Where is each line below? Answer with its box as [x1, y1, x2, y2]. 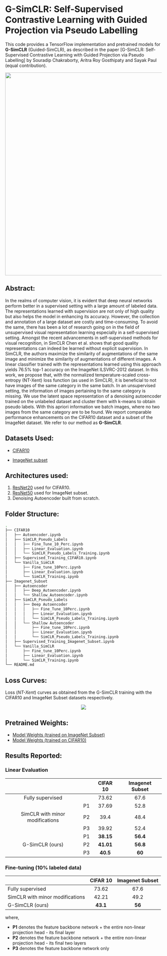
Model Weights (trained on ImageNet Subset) [12, 732, 105, 738]
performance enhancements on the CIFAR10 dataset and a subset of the [5, 414, 153, 420]
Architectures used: [5, 471, 69, 480]
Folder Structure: [5, 509, 60, 518]
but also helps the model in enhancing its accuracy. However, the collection [5, 313, 160, 319]
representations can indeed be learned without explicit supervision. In [5, 345, 148, 351]
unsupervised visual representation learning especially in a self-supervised [5, 329, 159, 335]
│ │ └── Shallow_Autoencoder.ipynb [5, 593, 88, 598]
